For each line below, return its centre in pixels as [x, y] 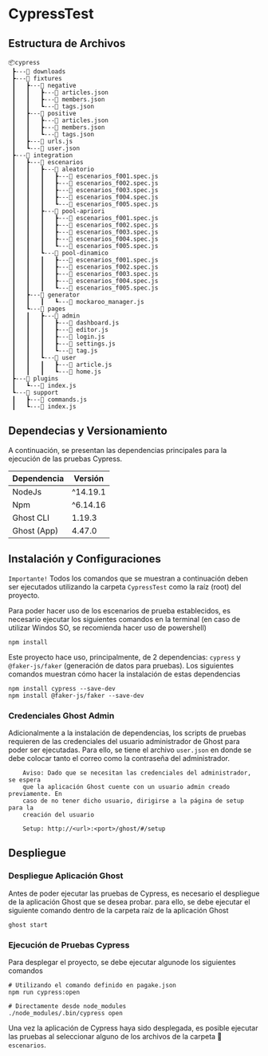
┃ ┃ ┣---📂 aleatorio [53, 169]
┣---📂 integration [42, 156]
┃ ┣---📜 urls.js [42, 141]
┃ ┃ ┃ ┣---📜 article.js [62, 364]
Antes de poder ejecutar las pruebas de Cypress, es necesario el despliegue [134, 893]
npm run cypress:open [44, 992]
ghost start [28, 925]
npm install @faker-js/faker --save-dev [77, 695]
